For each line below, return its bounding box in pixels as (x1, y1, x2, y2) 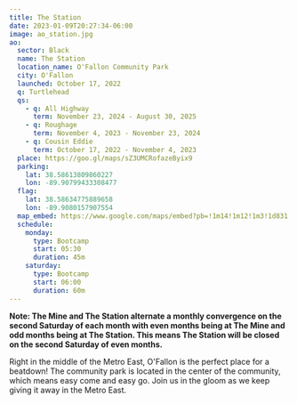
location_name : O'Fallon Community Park (17, 63, 169, 72)
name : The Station (17, 54, 86, 63)
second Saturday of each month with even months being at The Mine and (9, 319, 286, 330)
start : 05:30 (32, 245, 82, 254)
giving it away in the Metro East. (9, 384, 127, 395)
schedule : (17, 220, 53, 229)
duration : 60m (32, 286, 86, 295)
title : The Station (9, 12, 82, 22)
